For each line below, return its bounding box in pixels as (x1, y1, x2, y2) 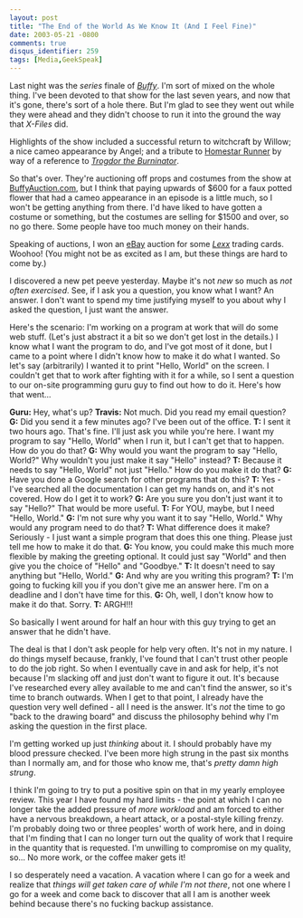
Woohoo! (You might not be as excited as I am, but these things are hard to (9, 248, 288, 259)
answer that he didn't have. (9, 626, 111, 636)
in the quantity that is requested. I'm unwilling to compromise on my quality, (9, 843, 292, 853)
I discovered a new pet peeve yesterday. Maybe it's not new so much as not (9, 275, 292, 286)
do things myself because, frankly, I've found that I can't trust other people (9, 654, 289, 664)
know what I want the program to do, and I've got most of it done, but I (9, 341, 273, 351)
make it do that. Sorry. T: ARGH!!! (9, 599, 134, 609)
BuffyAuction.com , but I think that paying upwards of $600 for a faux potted (9, 183, 292, 193)
